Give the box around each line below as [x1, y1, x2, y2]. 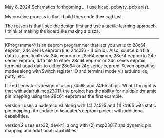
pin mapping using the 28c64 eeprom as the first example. [5, 93, 123, 99]
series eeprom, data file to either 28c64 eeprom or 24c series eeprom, [5, 58, 147, 63]
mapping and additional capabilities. [5, 128, 78, 133]
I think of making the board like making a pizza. [5, 28, 100, 34]
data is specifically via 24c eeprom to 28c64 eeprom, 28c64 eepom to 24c [5, 53, 156, 58]
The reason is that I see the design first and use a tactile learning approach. [5, 23, 157, 29]
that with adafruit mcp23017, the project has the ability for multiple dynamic [5, 88, 157, 94]
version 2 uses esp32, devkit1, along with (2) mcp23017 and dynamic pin [5, 122, 152, 128]
